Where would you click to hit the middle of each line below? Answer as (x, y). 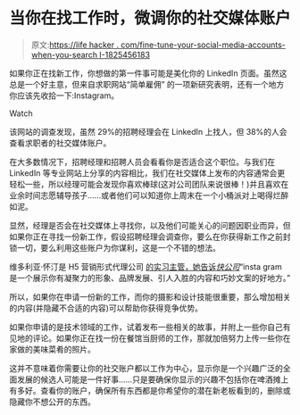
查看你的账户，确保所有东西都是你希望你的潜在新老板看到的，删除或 (165, 390)
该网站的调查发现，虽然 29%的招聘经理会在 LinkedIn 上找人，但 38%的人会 (148, 131)
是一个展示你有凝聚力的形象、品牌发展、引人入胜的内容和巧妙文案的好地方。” (150, 278)
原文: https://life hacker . (75, 45)
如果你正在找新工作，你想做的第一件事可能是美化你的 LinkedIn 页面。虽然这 (148, 73)
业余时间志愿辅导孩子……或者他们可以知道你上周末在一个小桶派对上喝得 (142, 195)
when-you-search (64, 54)
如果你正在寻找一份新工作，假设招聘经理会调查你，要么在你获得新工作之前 (146, 237)
